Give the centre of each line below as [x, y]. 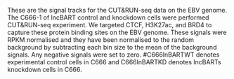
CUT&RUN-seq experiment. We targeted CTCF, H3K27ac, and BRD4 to [110, 25]
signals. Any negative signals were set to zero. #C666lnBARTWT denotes [113, 55]
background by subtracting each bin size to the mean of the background [112, 47]
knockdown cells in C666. [45, 70]
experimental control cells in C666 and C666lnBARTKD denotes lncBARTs [114, 62]
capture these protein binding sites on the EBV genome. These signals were [117, 32]
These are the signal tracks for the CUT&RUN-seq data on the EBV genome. [117, 10]
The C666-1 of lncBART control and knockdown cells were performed [108, 17]
